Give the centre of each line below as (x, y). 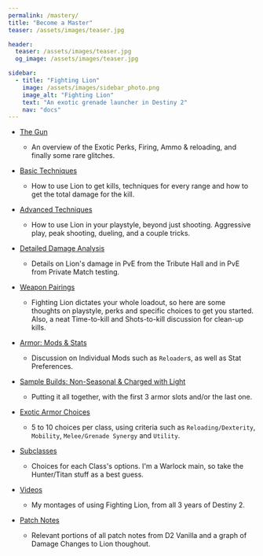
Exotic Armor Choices (55, 412)
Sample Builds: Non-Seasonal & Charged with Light (102, 381)
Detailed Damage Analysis (62, 249)
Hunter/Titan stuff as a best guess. (87, 475)
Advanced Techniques (56, 210)
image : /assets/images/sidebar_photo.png (91, 87)
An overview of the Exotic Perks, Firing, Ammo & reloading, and (134, 147)
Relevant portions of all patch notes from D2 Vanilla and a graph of (139, 536)
